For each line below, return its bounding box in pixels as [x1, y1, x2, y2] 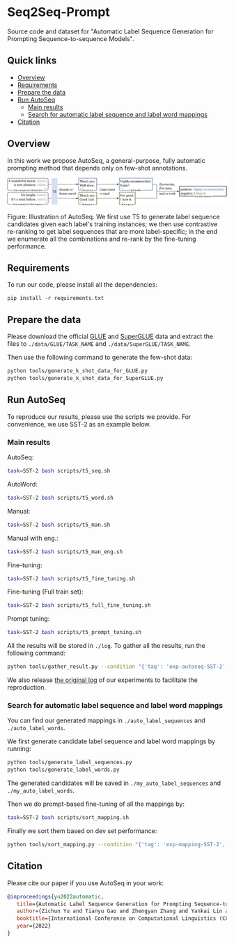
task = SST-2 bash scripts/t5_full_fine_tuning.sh [7, 602, 151, 609]
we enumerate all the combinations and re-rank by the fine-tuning [7, 235, 196, 243]
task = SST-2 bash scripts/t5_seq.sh [7, 468, 111, 475]
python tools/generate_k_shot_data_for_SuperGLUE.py [7, 375, 164, 382]
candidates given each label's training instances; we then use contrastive [7, 220, 218, 228]
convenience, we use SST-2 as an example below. [7, 420, 151, 428]
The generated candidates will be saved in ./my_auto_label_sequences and [7, 779, 221, 787]
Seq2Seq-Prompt [7, 4, 110, 20]
